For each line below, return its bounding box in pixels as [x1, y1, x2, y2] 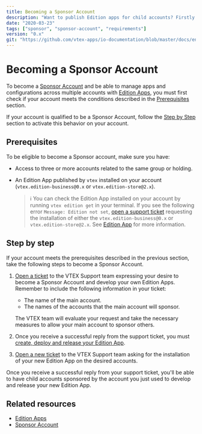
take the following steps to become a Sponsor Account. [6, 260, 144, 267]
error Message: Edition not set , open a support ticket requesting [29, 208, 192, 215]
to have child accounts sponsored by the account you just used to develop [6, 375, 191, 382]
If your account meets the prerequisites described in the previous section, [6, 254, 189, 261]
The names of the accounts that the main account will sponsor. [23, 303, 180, 310]
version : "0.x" [6, 31, 44, 37]
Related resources [6, 399, 76, 409]
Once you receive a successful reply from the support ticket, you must [14, 332, 190, 340]
